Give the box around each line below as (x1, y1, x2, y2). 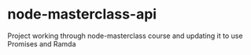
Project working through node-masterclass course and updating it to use (7, 31, 243, 40)
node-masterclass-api (7, 5, 157, 23)
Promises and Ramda (7, 39, 76, 48)
